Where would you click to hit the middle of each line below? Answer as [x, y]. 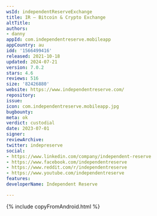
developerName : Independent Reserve [52, 184]
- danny [16, 34]
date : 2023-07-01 [28, 129]
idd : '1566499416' [29, 51]
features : [19, 179]
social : [16, 151]
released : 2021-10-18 [33, 56]
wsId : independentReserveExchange [49, 12]
